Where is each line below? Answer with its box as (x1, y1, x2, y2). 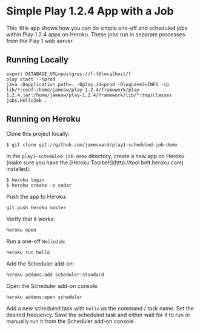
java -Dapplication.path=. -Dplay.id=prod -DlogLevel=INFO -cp (6, 81, 170, 87)
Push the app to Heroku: (6, 193, 67, 200)
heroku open (6, 227, 36, 233)
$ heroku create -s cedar (6, 182, 72, 189)
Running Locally (6, 55, 68, 65)
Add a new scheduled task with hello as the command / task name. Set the (6, 304, 195, 312)
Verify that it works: (6, 215, 56, 222)
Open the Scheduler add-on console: (6, 282, 99, 289)
